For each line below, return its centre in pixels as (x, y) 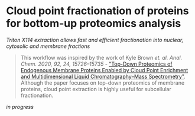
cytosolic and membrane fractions (48, 46)
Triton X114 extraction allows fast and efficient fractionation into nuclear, (95, 40)
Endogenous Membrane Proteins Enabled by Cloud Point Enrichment (104, 70)
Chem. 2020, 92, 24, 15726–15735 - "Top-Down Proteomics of (96, 64)
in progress (20, 107)
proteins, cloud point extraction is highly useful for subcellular (96, 89)
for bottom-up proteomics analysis (94, 23)
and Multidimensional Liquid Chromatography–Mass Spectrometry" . (103, 76)
